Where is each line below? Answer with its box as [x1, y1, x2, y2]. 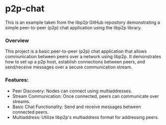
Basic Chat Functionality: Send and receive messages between [12, 104, 141, 110]
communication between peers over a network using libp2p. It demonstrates [5, 54, 162, 60]
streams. [12, 98, 31, 104]
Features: [5, 76, 29, 83]
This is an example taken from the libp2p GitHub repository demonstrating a [5, 19, 160, 25]
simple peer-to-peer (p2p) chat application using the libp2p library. [5, 24, 142, 30]
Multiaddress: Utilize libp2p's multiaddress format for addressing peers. [12, 114, 159, 120]
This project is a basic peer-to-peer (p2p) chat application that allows [5, 48, 147, 55]
